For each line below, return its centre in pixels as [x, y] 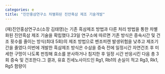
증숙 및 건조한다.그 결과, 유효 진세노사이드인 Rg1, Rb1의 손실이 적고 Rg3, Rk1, [84, 60]
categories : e [20, 10]
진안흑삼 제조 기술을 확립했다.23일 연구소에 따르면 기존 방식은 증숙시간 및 [85, 35]
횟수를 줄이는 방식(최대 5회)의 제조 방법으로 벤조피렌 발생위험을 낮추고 [78, 41]
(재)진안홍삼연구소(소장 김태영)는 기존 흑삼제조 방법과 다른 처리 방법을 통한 [77, 29]
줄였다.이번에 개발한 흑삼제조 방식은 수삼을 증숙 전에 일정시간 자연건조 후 [84, 47]
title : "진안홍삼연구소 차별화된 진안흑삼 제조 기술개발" [55, 14]
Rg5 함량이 [16, 66]
